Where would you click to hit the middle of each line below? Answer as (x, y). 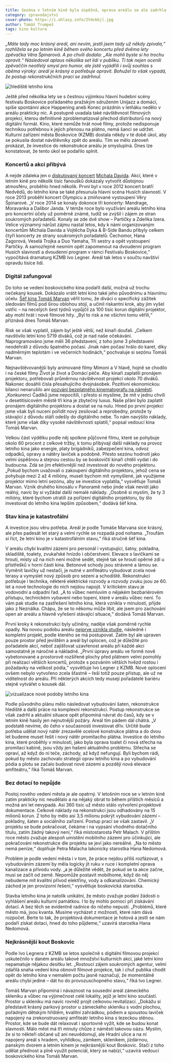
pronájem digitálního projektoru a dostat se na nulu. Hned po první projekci (84, 406)
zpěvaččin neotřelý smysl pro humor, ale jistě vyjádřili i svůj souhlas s (79, 66)
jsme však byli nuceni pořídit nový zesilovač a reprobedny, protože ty (79, 411)
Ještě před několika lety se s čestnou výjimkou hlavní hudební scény (78, 97)
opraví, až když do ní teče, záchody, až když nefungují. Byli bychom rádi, (83, 753)
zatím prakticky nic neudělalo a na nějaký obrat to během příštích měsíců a (84, 799)
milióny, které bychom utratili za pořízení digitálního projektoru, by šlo (79, 498)
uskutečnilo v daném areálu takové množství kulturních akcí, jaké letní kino (84, 959)
